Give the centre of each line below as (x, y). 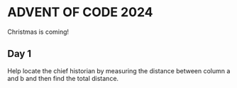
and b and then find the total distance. (63, 78)
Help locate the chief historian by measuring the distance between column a (119, 70)
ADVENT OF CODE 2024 (81, 12)
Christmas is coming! (38, 32)
